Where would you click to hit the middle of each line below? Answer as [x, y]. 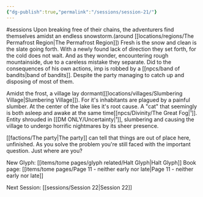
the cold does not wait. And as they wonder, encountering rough [87, 55]
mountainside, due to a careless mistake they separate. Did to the [89, 62]
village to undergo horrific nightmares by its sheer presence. [83, 125]
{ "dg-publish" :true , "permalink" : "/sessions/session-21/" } [82, 12]
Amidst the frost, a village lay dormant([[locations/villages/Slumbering [94, 93]
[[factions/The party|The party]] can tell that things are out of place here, [98, 138]
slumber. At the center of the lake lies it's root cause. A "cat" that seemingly [102, 106]
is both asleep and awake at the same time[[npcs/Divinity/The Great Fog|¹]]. [102, 113]
